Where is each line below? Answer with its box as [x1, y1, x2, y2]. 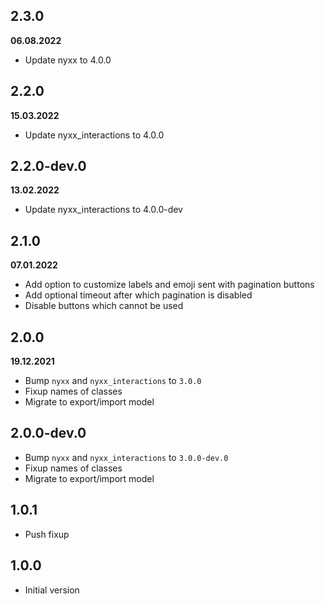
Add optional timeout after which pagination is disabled [24, 289, 253, 301]
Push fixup [24, 528, 70, 540]
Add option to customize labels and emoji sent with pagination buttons [24, 279, 315, 291]
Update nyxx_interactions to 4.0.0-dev [24, 204, 183, 216]
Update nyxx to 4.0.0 [24, 54, 112, 66]
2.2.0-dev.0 [10, 158, 87, 175]
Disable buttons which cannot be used [24, 300, 184, 312]
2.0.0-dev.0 [10, 425, 87, 442]
